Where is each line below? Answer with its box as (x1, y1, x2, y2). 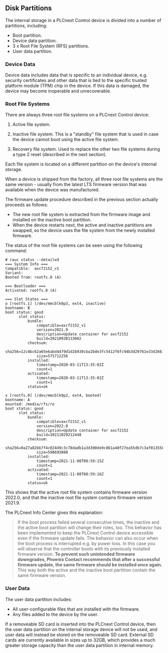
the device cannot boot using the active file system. (12, 136, 119, 142)
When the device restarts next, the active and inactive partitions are (12, 222, 152, 228)
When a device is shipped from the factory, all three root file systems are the (5, 176, 163, 182)
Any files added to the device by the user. (12, 611, 98, 617)
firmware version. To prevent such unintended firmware (17, 551, 135, 557)
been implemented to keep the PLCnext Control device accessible (17, 530, 154, 536)
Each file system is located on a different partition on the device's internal (5, 161, 157, 167)
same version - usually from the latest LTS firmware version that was (5, 181, 147, 187)
